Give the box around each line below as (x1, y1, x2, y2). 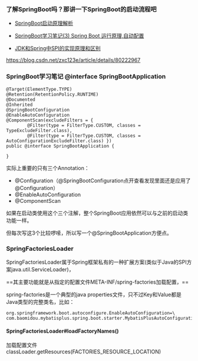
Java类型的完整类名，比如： (6, 298, 75, 305)
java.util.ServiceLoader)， (11, 265, 74, 273)
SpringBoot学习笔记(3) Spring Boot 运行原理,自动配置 (14, 32, 144, 40)
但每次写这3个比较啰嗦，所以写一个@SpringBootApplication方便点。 (6, 229, 173, 237)
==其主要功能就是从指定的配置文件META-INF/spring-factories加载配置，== (6, 278, 189, 285)
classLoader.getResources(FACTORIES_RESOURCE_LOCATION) (6, 348, 161, 355)
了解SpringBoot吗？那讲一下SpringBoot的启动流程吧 (6, 5, 157, 13)
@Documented (6, 96, 35, 103)
